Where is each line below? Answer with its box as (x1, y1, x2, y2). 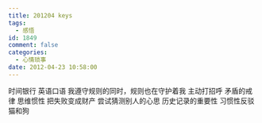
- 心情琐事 (15, 56, 47, 64)
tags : (8, 19, 26, 27)
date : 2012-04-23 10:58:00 (8, 63, 98, 71)
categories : (8, 48, 48, 56)
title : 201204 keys (8, 11, 73, 20)
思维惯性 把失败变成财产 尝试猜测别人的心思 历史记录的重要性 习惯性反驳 (17, 96, 255, 106)
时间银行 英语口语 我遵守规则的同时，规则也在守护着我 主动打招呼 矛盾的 (8, 86, 246, 95)
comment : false (8, 41, 59, 49)
